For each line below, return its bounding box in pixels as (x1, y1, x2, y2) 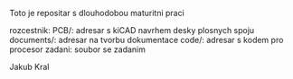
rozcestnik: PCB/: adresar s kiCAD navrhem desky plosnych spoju (9, 25, 255, 35)
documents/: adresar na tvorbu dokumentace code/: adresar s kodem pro (9, 35, 284, 45)
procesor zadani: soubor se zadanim (9, 44, 146, 55)
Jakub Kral (9, 62, 50, 72)
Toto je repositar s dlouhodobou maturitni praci (9, 8, 185, 18)
